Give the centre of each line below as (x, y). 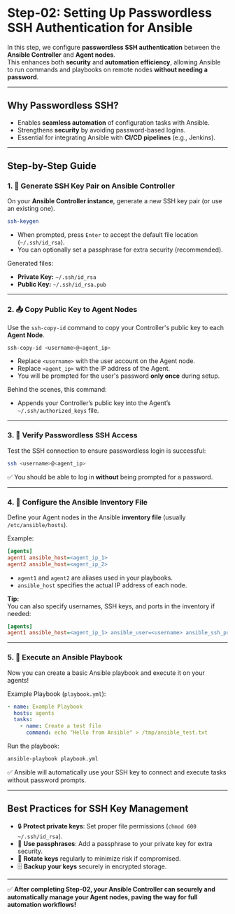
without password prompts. (47, 780)
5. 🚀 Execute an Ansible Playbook (65, 657)
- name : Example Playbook (45, 707)
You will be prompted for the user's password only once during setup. (119, 376)
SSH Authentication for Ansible (100, 28)
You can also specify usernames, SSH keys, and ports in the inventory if (111, 606)
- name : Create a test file (60, 726)
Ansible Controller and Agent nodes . (61, 55)
